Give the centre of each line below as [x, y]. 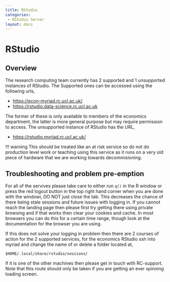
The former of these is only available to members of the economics [76, 116]
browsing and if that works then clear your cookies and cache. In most [79, 213]
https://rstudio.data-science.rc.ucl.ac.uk [55, 106]
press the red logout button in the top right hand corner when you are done [84, 191]
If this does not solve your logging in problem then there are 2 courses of [82, 234]
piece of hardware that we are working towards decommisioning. [74, 158]
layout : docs [19, 24]
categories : [18, 15]
